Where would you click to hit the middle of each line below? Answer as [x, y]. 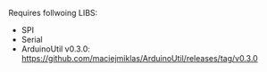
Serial [32, 40]
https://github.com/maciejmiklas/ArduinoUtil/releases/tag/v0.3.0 [139, 58]
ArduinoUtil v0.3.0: [55, 49]
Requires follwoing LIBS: [53, 13]
